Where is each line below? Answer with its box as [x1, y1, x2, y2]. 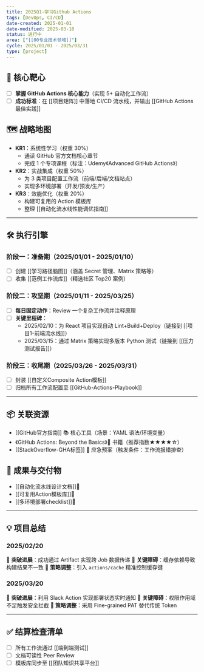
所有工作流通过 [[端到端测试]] [15, 644, 89, 651]
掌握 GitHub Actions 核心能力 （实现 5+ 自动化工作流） [15, 89, 152, 97]
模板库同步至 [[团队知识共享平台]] [15, 659, 100, 667]
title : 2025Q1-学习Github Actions [6, 8, 92, 15]
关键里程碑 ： [15, 314, 47, 322]
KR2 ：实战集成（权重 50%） [15, 167, 87, 174]
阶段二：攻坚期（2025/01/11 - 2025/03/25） [6, 292, 138, 300]
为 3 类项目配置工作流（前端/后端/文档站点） [24, 174, 136, 182]
